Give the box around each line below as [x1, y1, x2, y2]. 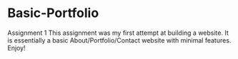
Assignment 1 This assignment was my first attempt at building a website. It [7, 28, 229, 37]
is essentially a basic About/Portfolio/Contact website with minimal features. [7, 36, 232, 44]
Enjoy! [7, 43, 26, 52]
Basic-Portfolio [7, 5, 99, 21]
